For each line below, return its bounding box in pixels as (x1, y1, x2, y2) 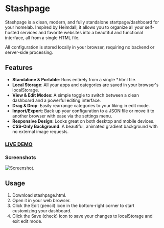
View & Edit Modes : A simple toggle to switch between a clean (12, 92, 140, 98)
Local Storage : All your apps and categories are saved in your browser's (12, 82, 159, 88)
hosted (5, 29, 20, 35)
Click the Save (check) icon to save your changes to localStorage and (12, 213, 153, 219)
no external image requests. (12, 128, 69, 135)
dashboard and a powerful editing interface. (12, 97, 101, 103)
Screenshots (5, 154, 36, 160)
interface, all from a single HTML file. (5, 35, 80, 41)
